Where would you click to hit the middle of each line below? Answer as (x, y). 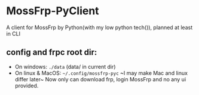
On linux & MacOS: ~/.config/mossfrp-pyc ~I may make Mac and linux (101, 73)
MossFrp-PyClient (53, 11)
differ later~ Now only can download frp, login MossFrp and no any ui (100, 79)
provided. (27, 85)
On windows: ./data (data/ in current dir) (65, 66)
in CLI (13, 33)
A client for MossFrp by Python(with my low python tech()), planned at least (99, 27)
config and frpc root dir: (52, 53)
